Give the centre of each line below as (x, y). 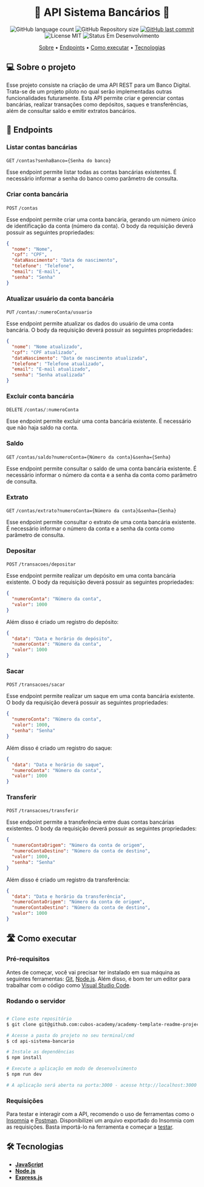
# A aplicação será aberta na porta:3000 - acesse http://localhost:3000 (102, 1085)
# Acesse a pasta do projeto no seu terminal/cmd (70, 1035)
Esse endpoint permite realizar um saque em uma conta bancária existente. (101, 696)
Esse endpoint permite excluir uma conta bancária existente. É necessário (99, 421)
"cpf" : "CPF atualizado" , (45, 352)
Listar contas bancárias (42, 147)
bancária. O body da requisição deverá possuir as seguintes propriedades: (100, 330)
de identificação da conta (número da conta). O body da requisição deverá (100, 226)
